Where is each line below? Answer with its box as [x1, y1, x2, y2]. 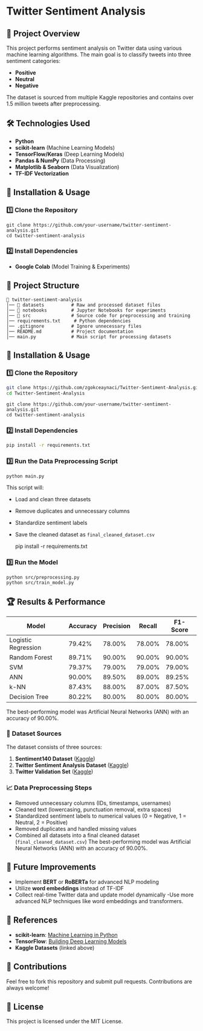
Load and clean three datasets [14, 496, 91, 503]
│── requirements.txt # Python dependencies [6, 318, 131, 324]
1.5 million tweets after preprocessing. [6, 100, 101, 107]
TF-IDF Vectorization [14, 170, 69, 177]
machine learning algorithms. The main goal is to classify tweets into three [6, 51, 192, 58]
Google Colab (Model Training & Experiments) [14, 262, 130, 270]
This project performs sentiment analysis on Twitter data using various [6, 44, 182, 52]
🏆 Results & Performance [6, 597, 106, 607]
